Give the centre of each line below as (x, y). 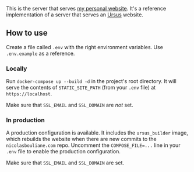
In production (26, 121)
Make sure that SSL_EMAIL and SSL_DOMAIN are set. (65, 163)
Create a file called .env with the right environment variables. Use (84, 47)
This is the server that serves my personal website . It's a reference (86, 8)
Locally (17, 68)
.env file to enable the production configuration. (64, 152)
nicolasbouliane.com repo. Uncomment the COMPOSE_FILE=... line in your (93, 145)
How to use (27, 33)
